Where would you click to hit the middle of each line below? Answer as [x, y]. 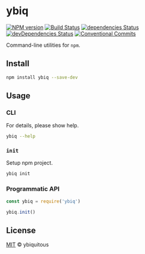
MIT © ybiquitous [28, 245]
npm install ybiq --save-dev [42, 77]
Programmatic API [33, 189]
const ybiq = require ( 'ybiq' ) [43, 201]
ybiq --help [21, 136]
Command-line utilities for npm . [43, 45]
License [21, 230]
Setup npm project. [30, 163]
